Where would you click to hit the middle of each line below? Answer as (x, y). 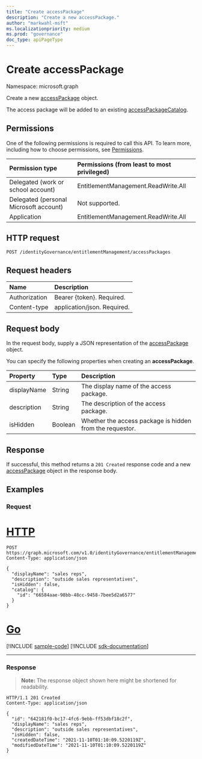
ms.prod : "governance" (35, 34)
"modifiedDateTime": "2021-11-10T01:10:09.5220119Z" (79, 745)
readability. (35, 687)
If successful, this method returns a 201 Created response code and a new (99, 464)
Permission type (33, 168)
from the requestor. (109, 428)
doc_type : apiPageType (35, 40)
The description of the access (123, 404)
